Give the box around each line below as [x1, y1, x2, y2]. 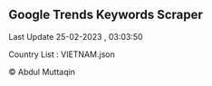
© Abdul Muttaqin [8, 66, 76, 77]
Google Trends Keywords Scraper [8, 7, 203, 23]
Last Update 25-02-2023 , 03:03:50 [8, 31, 143, 42]
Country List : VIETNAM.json [8, 49, 115, 60]
